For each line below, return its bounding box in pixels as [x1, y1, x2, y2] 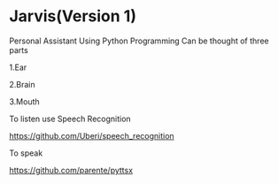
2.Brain [9, 79, 35, 89]
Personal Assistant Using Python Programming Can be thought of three [9, 35, 269, 46]
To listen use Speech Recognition [9, 113, 131, 124]
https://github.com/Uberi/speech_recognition [9, 130, 174, 141]
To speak [9, 148, 43, 158]
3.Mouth [9, 96, 40, 107]
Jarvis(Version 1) [9, 6, 137, 27]
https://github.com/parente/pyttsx [9, 165, 134, 175]
